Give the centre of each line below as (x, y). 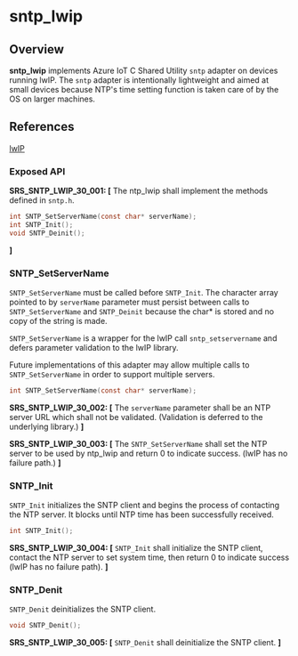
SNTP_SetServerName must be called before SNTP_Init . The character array (144, 293)
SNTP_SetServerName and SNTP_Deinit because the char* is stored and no (141, 312)
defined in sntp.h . (42, 200)
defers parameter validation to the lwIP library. (94, 348)
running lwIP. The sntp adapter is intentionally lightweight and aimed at (139, 80)
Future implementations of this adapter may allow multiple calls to (129, 365)
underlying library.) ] (47, 426)
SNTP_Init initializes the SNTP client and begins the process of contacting (145, 506)
